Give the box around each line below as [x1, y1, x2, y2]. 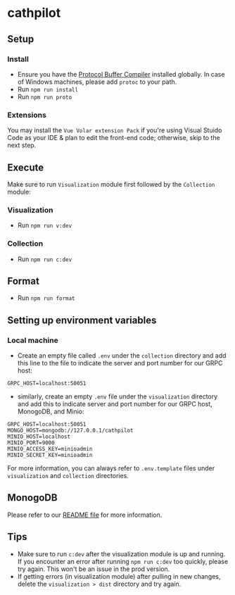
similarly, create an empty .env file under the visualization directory [17, 392, 218, 401]
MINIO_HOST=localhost [7, 433, 71, 441]
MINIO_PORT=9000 [7, 439, 55, 446]
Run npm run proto [17, 92, 72, 101]
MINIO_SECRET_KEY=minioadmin [7, 452, 93, 459]
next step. [7, 141, 37, 149]
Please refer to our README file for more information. [7, 511, 163, 519]
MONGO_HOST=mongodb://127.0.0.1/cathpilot [7, 427, 134, 434]
